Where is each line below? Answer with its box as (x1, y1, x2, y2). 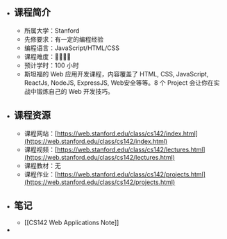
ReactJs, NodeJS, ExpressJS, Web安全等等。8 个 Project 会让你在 (24, 79, 214, 87)
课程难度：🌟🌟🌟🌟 (24, 52, 72, 60)
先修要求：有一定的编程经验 (24, 35, 104, 43)
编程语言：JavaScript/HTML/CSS (24, 44, 120, 52)
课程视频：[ (24, 145, 58, 154)
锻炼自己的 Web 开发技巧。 (36, 87, 115, 95)
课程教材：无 (24, 161, 61, 170)
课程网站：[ (24, 129, 58, 138)
